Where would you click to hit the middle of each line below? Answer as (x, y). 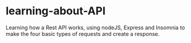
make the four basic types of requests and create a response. (83, 33)
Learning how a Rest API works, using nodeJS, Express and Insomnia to (95, 27)
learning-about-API (56, 11)
